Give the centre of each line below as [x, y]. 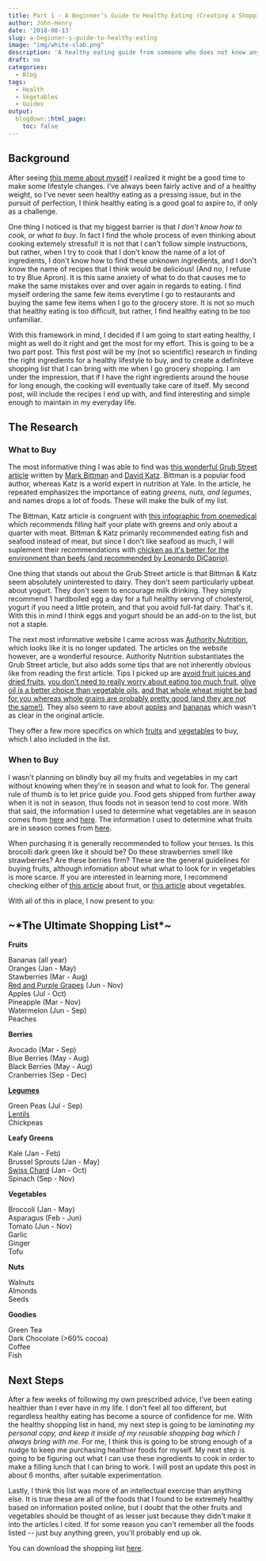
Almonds [23, 1291]
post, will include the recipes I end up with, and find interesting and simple [129, 394]
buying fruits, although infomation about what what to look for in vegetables [132, 868]
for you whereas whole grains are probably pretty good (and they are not [127, 698]
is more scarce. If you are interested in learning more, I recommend [118, 877]
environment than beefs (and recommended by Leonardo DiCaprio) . [119, 558]
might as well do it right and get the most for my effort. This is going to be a [131, 343]
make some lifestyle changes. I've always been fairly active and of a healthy [132, 186]
